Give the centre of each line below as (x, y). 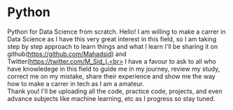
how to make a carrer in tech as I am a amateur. (76, 83)
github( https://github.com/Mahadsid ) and (67, 54)
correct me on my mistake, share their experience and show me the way (111, 76)
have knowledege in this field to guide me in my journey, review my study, (114, 69)
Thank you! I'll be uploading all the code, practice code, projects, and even (115, 91)
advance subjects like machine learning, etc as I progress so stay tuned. (111, 98)
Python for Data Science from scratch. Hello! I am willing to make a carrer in (116, 32)
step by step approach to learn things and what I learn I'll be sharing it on (113, 46)
